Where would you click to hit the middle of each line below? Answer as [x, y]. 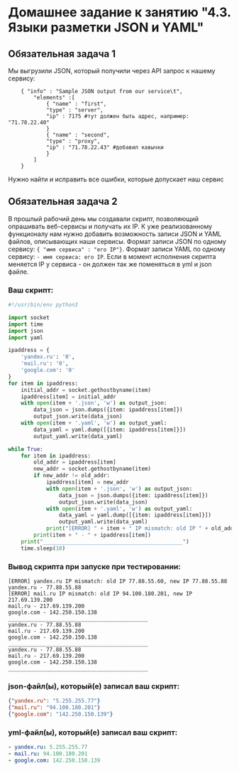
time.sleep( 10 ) [43, 548]
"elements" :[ [54, 97]
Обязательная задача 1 [62, 54]
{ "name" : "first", [76, 104]
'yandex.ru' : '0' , [48, 357]
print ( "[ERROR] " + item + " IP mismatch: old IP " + [127, 528]
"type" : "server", [74, 110]
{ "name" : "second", [78, 135]
